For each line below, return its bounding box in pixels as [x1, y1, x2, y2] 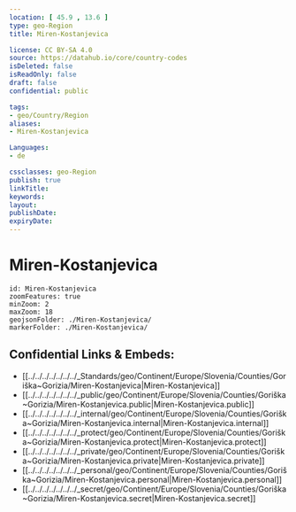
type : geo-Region [9, 21, 73, 30]
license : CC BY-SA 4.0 [9, 45, 93, 54]
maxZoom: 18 [9, 307, 53, 316]
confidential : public [9, 86, 89, 96]
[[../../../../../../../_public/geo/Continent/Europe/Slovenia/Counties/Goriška [21, 389, 286, 400]
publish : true [9, 175, 62, 184]
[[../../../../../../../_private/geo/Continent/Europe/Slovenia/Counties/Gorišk [21, 446, 285, 456]
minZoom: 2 [9, 299, 49, 308]
